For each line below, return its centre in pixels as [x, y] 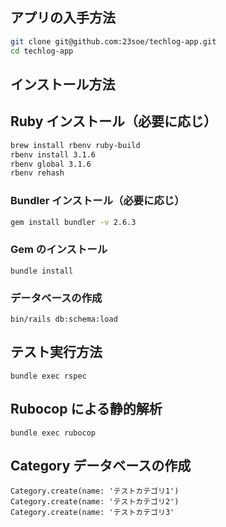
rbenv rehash [37, 173]
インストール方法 [63, 84]
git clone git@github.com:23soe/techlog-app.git [113, 41]
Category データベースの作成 [101, 466]
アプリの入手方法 [63, 18]
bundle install [42, 271]
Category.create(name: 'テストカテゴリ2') [95, 502]
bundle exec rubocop [53, 433]
